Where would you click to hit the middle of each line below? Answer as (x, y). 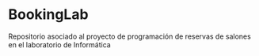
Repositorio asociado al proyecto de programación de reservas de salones (129, 36)
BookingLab (48, 15)
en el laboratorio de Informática (59, 44)
